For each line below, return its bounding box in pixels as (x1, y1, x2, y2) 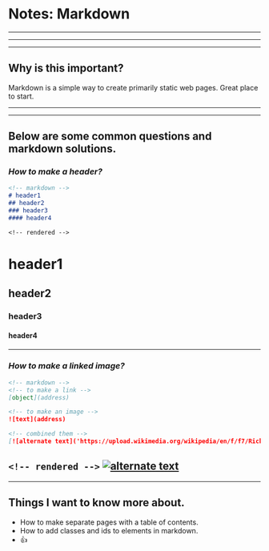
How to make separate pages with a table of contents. (19, 517, 199, 527)
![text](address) (8, 416, 66, 424)
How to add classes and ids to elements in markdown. (19, 525, 199, 535)
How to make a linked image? (8, 360, 126, 372)
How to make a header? (8, 166, 102, 177)
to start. (8, 91, 34, 101)
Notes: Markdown (8, 5, 130, 23)
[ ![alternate (8, 437, 52, 445)
